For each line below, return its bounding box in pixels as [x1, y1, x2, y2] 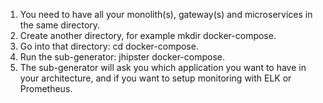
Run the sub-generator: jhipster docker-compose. [19, 51, 226, 63]
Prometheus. [19, 83, 73, 94]
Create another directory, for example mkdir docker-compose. [19, 30, 277, 41]
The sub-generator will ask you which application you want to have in [19, 62, 307, 73]
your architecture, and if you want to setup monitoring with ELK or [19, 72, 292, 84]
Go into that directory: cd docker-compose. [19, 40, 199, 52]
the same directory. [19, 19, 101, 31]
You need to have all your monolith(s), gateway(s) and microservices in [19, 9, 313, 20]
